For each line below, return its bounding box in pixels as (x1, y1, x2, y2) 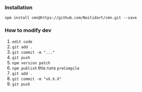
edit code (11, 39, 33, 44)
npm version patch (11, 60, 50, 65)
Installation (4, 4, 33, 11)
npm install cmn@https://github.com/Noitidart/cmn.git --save (4, 15, 137, 20)
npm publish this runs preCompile (11, 64, 79, 71)
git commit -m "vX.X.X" (11, 76, 62, 81)
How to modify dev (4, 27, 52, 34)
